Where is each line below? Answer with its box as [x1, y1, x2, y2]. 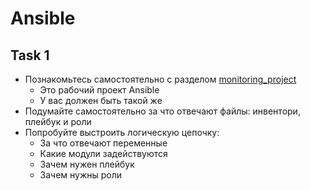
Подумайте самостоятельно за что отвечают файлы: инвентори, [24, 105, 301, 117]
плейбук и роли [24, 116, 92, 127]
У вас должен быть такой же [39, 95, 163, 106]
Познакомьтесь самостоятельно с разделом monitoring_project [24, 73, 297, 85]
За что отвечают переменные [39, 137, 168, 149]
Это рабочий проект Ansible [39, 84, 160, 96]
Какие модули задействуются [39, 148, 168, 159]
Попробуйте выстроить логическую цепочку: [24, 127, 220, 138]
